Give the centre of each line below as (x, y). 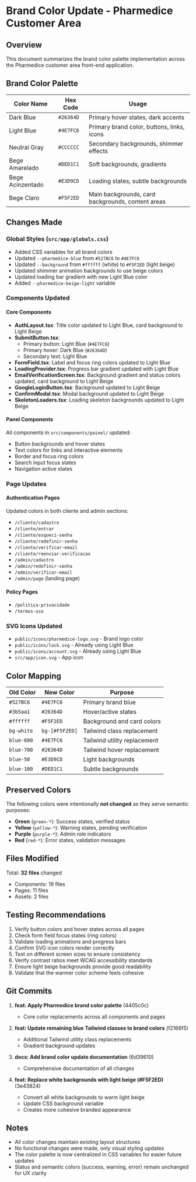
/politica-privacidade (42, 605)
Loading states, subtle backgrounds (138, 181)
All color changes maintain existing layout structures (77, 1142)
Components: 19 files (40, 884)
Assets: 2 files (32, 896)
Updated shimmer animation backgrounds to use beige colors (89, 270)
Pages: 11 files (31, 890)
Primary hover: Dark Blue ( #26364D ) (65, 350)
